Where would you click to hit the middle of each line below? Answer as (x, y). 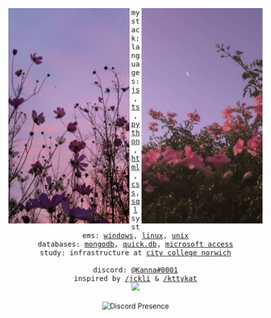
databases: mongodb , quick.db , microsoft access (135, 244)
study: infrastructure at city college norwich (135, 253)
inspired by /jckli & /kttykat (135, 278)
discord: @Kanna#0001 (135, 270)
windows (119, 235)
